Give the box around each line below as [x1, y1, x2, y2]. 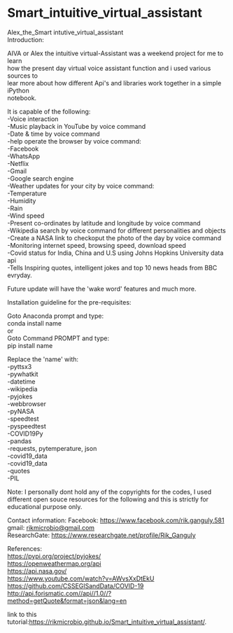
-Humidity [7, 196, 36, 204]
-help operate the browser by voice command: [7, 137, 141, 145]
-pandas [7, 436, 32, 445]
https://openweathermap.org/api [7, 559, 101, 568]
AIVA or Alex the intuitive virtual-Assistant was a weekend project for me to [7, 49, 224, 57]
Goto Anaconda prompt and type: [7, 312, 104, 320]
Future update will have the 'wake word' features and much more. [7, 284, 197, 293]
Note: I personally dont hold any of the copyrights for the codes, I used [7, 487, 212, 496]
